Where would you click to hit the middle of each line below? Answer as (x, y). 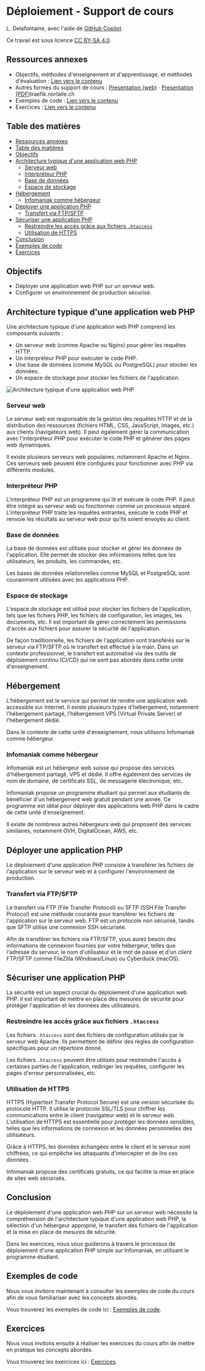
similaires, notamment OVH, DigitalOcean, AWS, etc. (72, 831)
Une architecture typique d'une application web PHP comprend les (91, 327)
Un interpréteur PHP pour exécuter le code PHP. (76, 358)
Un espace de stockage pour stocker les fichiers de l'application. (97, 378)
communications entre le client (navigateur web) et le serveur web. (91, 1115)
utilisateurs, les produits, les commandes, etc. (64, 561)
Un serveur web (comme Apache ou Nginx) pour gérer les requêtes (100, 345)
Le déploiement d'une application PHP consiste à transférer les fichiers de (100, 865)
